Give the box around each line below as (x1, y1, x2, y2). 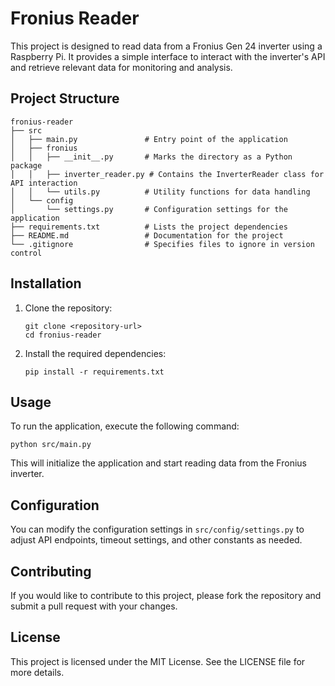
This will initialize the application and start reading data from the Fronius (10, 457, 307, 469)
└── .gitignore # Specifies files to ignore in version (10, 239, 315, 249)
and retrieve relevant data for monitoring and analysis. (10, 61, 233, 73)
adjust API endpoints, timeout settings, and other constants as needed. (10, 534, 303, 546)
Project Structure (10, 90, 120, 107)
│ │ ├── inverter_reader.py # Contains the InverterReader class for (10, 169, 325, 179)
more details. (10, 666, 65, 678)
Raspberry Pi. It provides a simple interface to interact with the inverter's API (10, 50, 326, 62)
